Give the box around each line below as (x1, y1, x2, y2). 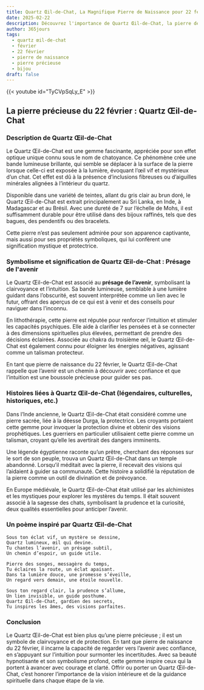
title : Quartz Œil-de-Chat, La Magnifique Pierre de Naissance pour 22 (6, 9, 191, 15)
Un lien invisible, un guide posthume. (6, 592, 107, 599)
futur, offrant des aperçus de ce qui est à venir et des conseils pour (6, 298, 175, 305)
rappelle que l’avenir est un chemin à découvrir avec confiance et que (6, 367, 181, 375)
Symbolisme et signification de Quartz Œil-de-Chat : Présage (6, 257, 191, 266)
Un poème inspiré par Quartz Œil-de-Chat (6, 521, 132, 529)
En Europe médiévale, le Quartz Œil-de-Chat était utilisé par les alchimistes (6, 486, 194, 493)
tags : (6, 32, 20, 38)
